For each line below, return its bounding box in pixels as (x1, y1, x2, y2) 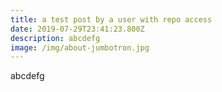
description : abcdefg (10, 33, 101, 43)
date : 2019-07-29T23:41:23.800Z (10, 24, 145, 34)
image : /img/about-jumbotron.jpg (10, 42, 150, 53)
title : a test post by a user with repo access (10, 14, 213, 25)
